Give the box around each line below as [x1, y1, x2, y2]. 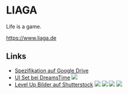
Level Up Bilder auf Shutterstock [14, 80, 93, 88]
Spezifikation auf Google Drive [14, 67, 89, 74]
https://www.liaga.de [6, 34, 57, 41]
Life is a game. [6, 23, 42, 30]
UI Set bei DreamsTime [14, 74, 70, 81]
